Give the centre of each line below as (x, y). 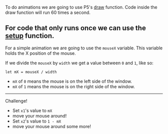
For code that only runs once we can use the (75, 28)
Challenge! (16, 101)
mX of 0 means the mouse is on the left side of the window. (72, 81)
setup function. (30, 36)
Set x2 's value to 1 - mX (37, 121)
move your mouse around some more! (52, 126)
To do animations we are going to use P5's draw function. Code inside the (81, 7)
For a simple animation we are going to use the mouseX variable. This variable (84, 48)
